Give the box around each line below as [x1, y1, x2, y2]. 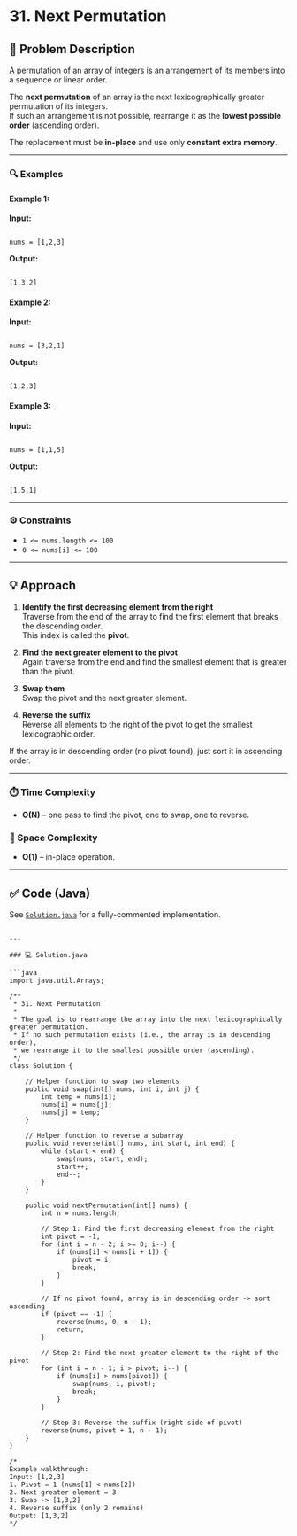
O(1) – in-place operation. [21, 852, 116, 862]
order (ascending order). [9, 120, 100, 130]
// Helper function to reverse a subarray [25, 1132, 184, 1141]
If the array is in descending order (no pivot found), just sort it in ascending [9, 745, 283, 756]
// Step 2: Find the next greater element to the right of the [41, 1349, 278, 1358]
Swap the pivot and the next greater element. [21, 692, 187, 703]
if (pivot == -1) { [41, 1310, 113, 1319]
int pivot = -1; [41, 1232, 101, 1242]
